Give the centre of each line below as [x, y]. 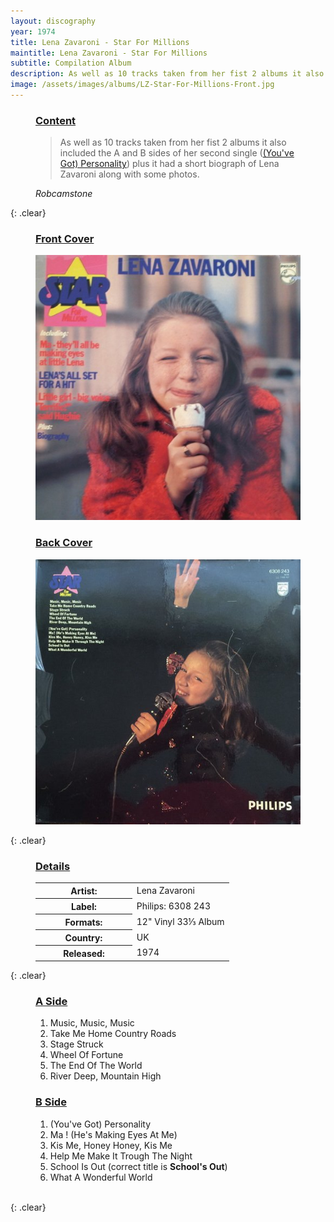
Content [56, 120]
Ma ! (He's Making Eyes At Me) [113, 1134]
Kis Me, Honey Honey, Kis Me [111, 1145]
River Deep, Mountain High [105, 1076]
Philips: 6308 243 [173, 906]
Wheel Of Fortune [86, 1055]
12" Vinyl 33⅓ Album [180, 921]
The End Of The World [96, 1066]
